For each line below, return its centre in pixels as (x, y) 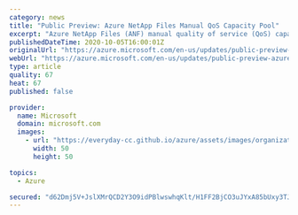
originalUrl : (33, 50)
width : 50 (51, 149)
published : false (41, 91)
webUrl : (24, 58)
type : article (35, 67)
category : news (37, 17)
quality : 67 (31, 75)
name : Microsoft (47, 116)
